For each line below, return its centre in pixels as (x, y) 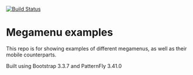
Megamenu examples (60, 33)
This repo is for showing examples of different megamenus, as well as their (96, 48)
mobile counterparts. (31, 55)
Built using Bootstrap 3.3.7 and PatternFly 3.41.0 (64, 66)
